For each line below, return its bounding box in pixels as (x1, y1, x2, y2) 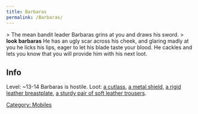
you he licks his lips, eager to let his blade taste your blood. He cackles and (6, 43, 193, 51)
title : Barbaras (6, 8, 47, 15)
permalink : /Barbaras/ (6, 14, 63, 20)
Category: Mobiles (6, 101, 52, 109)
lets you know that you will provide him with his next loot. (6, 50, 148, 57)
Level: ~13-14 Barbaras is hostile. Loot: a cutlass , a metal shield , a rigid (6, 83, 181, 91)
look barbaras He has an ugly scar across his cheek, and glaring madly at (6, 37, 189, 44)
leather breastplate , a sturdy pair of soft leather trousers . (6, 89, 147, 97)
